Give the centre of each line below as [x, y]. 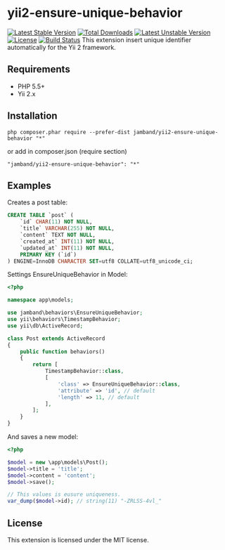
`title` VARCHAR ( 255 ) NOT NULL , [67, 229]
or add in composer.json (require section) [67, 151]
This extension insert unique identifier [137, 39]
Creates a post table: [38, 202]
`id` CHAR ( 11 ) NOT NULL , [56, 222]
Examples [29, 185]
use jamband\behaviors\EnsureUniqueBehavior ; [75, 313]
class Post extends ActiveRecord [56, 339]
